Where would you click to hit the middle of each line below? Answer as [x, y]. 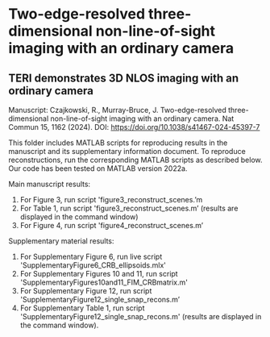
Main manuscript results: [50, 184]
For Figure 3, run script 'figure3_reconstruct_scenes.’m [111, 200]
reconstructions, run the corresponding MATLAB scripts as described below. [135, 160]
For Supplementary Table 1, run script [82, 308]
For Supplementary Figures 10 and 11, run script [99, 274]
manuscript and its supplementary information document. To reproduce [127, 151]
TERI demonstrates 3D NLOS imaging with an [124, 78]
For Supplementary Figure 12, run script [86, 291]
